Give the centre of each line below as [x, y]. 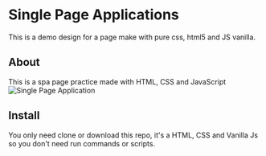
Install [24, 115]
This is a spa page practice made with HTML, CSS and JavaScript [117, 81]
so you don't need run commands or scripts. [82, 143]
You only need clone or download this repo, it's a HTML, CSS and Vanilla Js [133, 135]
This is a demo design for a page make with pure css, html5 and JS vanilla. [132, 37]
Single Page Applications [94, 15]
